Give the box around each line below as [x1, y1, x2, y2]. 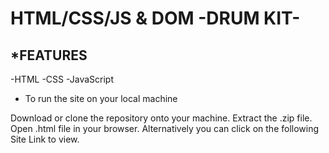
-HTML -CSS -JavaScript [10, 73, 114, 85]
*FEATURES [10, 47, 88, 64]
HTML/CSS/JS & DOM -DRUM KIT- [10, 7, 301, 30]
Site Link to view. [10, 133, 80, 145]
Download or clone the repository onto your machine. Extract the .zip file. [10, 112, 313, 124]
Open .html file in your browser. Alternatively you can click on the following [10, 123, 320, 134]
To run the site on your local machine [24, 93, 178, 104]
